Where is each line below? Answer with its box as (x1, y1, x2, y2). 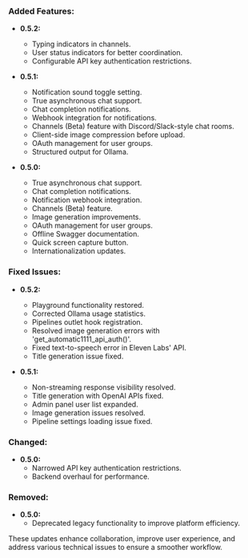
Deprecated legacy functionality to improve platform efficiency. (31, 519, 240, 528)
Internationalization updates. (31, 246, 126, 256)
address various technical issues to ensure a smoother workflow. (8, 543, 222, 552)
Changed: (8, 436, 48, 447)
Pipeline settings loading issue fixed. (31, 416, 153, 426)
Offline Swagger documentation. (31, 229, 140, 239)
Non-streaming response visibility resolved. (31, 382, 176, 392)
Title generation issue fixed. (31, 351, 124, 361)
